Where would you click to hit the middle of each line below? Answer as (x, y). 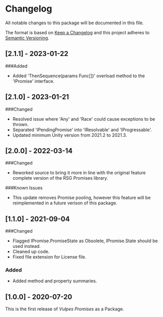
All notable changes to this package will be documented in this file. (74, 23)
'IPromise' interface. (33, 81)
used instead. (27, 246)
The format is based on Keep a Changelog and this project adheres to (77, 32)
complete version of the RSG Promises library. (60, 178)
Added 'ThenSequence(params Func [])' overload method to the (78, 76)
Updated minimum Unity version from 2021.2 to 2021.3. (70, 135)
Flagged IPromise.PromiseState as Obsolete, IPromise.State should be (85, 241)
